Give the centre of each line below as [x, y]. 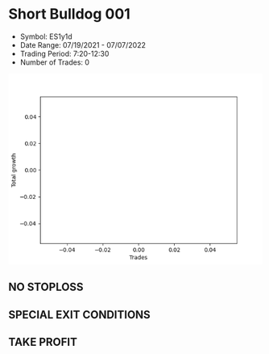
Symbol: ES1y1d [46, 36]
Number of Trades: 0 [55, 62]
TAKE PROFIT [43, 342]
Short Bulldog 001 [69, 14]
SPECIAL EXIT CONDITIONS [79, 315]
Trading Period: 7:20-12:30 [64, 53]
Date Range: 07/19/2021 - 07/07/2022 [83, 44]
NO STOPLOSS [46, 287]
